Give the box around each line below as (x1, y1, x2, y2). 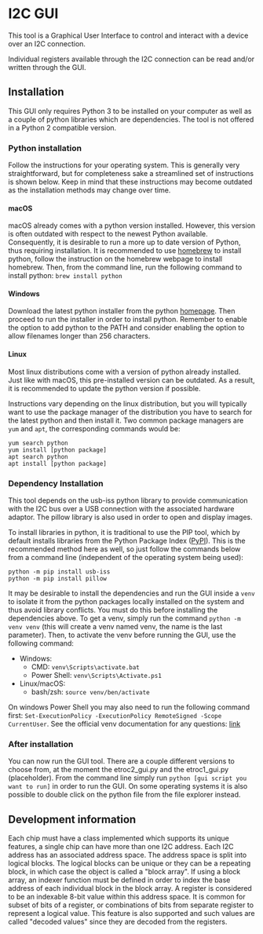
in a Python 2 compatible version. (8, 123, 117, 132)
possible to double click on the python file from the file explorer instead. (8, 790, 241, 800)
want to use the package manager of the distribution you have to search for (8, 407, 253, 416)
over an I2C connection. (8, 38, 86, 48)
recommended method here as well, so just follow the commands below (8, 544, 241, 554)
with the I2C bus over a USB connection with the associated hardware (8, 504, 235, 513)
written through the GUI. (8, 62, 86, 71)
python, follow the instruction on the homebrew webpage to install (8, 255, 222, 264)
